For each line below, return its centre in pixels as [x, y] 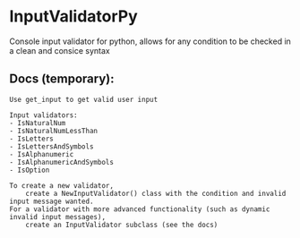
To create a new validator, [62, 185]
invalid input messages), [57, 217]
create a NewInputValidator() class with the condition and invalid [156, 193]
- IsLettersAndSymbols [51, 146]
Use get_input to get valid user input [84, 99]
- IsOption [30, 170]
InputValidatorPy [74, 17]
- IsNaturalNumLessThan [54, 131]
